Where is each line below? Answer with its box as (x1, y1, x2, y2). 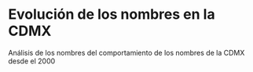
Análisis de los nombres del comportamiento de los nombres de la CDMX (8, 48, 245, 57)
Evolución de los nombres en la (8, 5, 215, 23)
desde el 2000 (8, 56, 56, 66)
